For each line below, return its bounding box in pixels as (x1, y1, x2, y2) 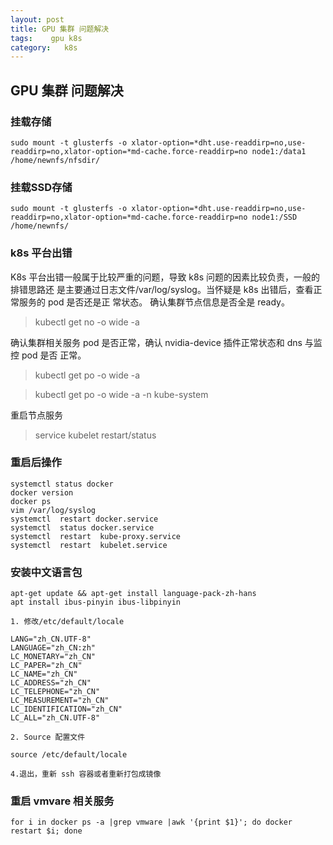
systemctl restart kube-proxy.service (10, 531, 182, 541)
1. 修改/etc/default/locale (10, 617, 125, 627)
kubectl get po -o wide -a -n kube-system (34, 388, 209, 400)
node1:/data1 (251, 146, 307, 156)
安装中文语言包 (10, 565, 83, 579)
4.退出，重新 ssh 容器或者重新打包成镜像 (10, 769, 162, 780)
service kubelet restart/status (34, 429, 157, 441)
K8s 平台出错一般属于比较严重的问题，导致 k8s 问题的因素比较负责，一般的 (10, 271, 321, 283)
